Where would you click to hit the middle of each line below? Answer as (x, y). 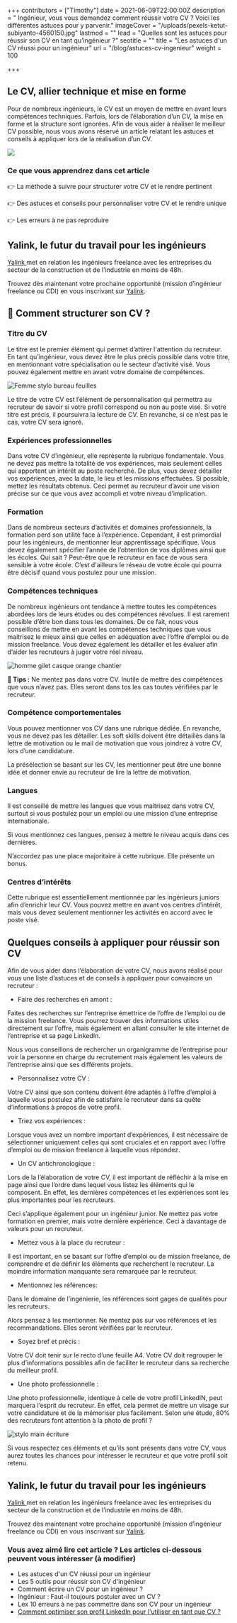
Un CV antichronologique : (56, 1164)
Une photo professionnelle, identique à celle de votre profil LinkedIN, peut (115, 1398)
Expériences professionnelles (60, 440)
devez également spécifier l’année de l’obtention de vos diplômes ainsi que (117, 550)
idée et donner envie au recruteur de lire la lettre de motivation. (99, 772)
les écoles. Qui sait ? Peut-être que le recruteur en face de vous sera (108, 557)
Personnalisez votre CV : (53, 1078)
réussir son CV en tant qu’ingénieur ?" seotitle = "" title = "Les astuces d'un (117, 40)
